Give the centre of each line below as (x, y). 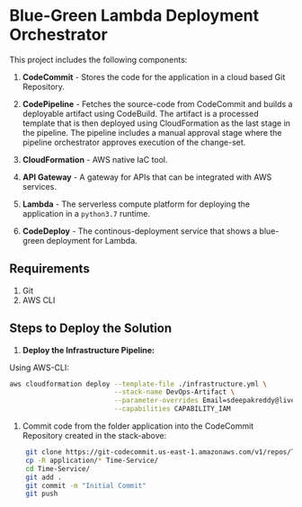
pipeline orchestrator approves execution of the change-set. (134, 142)
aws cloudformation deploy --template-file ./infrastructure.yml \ (138, 384)
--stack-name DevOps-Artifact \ (174, 392)
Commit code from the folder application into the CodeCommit (138, 426)
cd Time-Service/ (58, 468)
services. (39, 186)
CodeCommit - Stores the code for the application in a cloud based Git (154, 76)
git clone (44, 452)
